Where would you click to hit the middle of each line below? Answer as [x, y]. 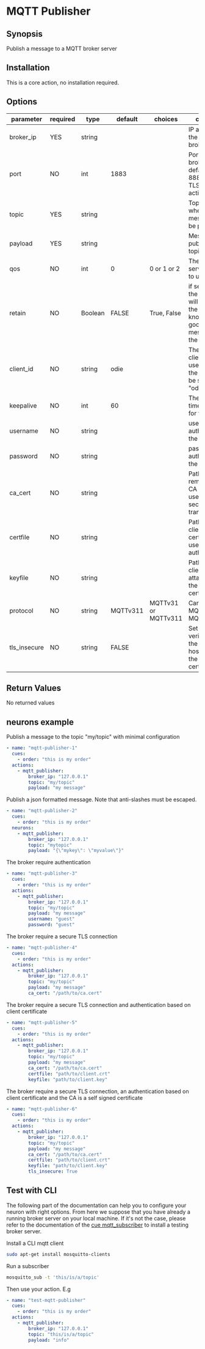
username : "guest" [52, 919]
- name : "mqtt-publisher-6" [42, 1109]
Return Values [34, 688]
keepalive [23, 405]
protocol [21, 610]
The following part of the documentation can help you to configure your [96, 1205]
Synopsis [24, 34]
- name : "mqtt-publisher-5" [42, 1022]
